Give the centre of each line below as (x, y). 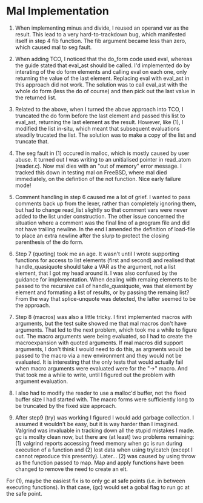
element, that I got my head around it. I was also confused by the (96, 273)
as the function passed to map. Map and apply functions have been (99, 462)
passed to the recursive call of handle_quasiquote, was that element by (104, 286)
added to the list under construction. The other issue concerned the (100, 216)
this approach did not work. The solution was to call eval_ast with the (101, 84)
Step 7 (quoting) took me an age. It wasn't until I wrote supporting (97, 254)
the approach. (32, 305)
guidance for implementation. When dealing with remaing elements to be (106, 279)
